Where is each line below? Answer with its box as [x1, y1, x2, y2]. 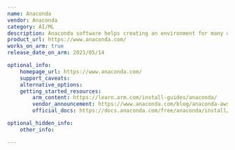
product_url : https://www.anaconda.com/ [7, 36, 127, 43]
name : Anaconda [7, 10, 52, 17]
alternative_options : [20, 81, 83, 88]
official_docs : [32, 107, 77, 114]
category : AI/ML [7, 23, 55, 30]
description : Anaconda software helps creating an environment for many [7, 29, 224, 37]
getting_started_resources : [20, 88, 101, 95]
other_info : [20, 126, 55, 133]
